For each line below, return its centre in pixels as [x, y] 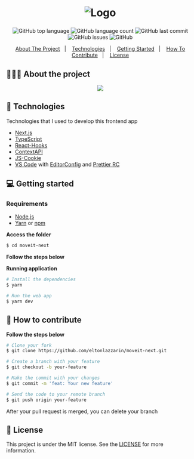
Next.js [24, 133]
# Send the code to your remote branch [56, 394]
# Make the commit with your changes [53, 378]
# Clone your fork [29, 345]
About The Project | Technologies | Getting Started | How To [100, 49]
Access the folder [29, 235]
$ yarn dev [20, 301]
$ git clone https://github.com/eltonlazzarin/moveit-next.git [87, 351]
